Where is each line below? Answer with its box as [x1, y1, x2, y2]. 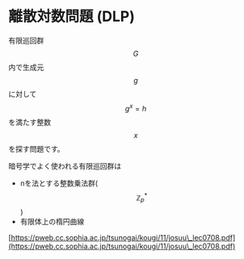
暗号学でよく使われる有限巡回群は [8, 161, 122, 170]
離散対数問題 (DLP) [8, 7, 135, 26]
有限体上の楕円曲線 [19, 217, 85, 227]
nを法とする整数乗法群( [19, 178, 99, 188]
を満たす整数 [8, 117, 51, 127]
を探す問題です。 [8, 144, 65, 153]
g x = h [124, 102, 147, 113]
